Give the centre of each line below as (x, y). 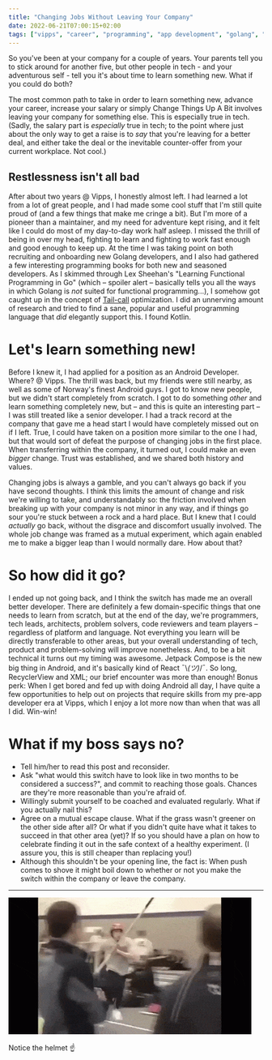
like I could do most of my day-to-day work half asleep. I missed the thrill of (134, 231)
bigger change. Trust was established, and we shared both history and (126, 459)
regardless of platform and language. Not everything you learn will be (124, 633)
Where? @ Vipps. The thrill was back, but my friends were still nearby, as (130, 381)
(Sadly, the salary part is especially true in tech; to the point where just (126, 126)
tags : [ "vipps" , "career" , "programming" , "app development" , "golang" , (134, 34)
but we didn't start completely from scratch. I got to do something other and (135, 398)
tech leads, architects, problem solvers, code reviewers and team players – (133, 624)
